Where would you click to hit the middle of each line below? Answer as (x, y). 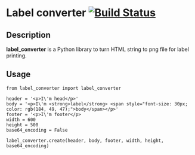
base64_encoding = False (37, 130)
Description (28, 35)
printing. (16, 56)
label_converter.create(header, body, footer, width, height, (85, 141)
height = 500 (22, 125)
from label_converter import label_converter (64, 88)
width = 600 (21, 120)
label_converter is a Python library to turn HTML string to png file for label (98, 49)
